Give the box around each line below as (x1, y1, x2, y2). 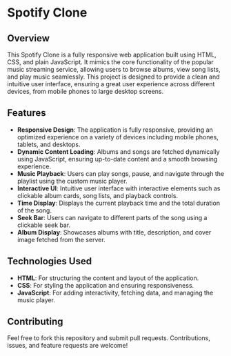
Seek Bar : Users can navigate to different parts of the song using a (17, 213, 208, 221)
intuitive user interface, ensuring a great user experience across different (7, 80, 215, 88)
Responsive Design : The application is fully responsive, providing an (17, 126, 214, 134)
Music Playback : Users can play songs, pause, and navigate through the (17, 169, 225, 177)
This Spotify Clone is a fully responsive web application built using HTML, (7, 50, 217, 59)
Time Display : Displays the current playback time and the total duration (17, 199, 221, 207)
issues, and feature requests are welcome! (7, 342, 128, 350)
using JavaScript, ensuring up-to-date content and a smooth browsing (17, 155, 218, 163)
